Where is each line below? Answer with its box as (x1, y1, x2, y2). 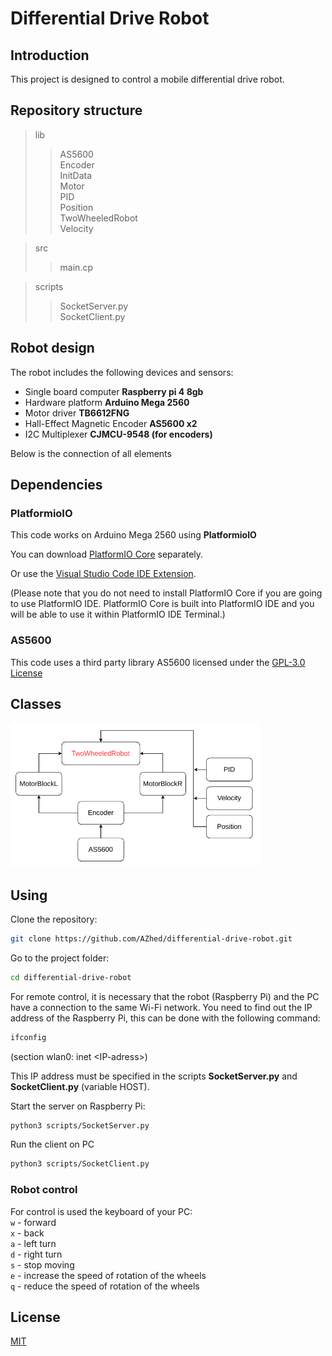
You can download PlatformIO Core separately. (10, 548, 204, 561)
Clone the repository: (10, 913, 98, 925)
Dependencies (10, 477, 103, 494)
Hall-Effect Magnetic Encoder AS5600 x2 (24, 417, 198, 429)
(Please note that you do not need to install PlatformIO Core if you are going (10, 587, 323, 599)
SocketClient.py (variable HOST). (10, 1080, 150, 1092)
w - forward (10, 1216, 57, 1228)
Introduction (10, 47, 90, 64)
